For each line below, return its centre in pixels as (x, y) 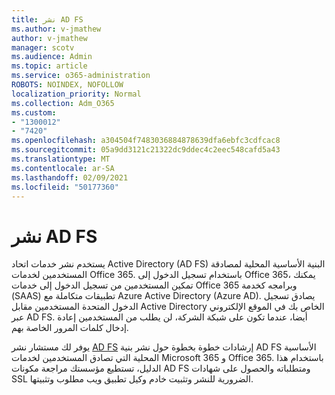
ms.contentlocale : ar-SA (63, 168)
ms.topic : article (49, 66)
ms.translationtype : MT (61, 159)
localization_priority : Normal (76, 94)
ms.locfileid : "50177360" (65, 187)
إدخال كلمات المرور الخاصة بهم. (70, 328)
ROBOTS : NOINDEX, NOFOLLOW (67, 85)
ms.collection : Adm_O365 (63, 103)
